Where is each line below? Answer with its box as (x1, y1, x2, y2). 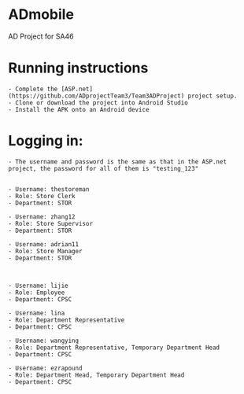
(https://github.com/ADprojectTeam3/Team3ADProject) (8, 92, 185, 100)
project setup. (187, 92, 238, 100)
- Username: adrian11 (8, 240, 79, 249)
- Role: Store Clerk (8, 192, 76, 200)
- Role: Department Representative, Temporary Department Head (8, 344, 220, 352)
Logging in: (8, 132, 84, 150)
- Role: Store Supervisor (8, 219, 93, 227)
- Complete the (8, 85, 58, 93)
